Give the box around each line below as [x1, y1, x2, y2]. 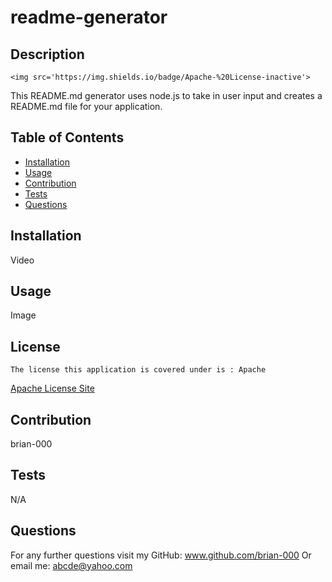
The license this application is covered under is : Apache [10, 365, 267, 375]
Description [10, 46, 85, 63]
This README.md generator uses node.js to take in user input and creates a [10, 90, 323, 101]
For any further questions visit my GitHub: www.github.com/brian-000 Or [10, 549, 312, 561]
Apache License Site [10, 382, 95, 395]
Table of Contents [10, 129, 125, 146]
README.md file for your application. [10, 101, 163, 112]
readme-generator [10, 6, 168, 29]
